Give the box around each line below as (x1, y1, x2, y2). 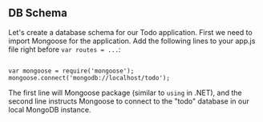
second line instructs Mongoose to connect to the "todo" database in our (8, 96, 250, 106)
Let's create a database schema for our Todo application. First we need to (8, 27, 253, 37)
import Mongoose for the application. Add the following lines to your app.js (8, 36, 256, 45)
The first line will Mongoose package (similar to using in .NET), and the (8, 88, 242, 97)
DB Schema (8, 6, 68, 20)
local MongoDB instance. (8, 104, 91, 114)
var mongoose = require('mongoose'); (8, 67, 135, 75)
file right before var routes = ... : (8, 44, 121, 54)
